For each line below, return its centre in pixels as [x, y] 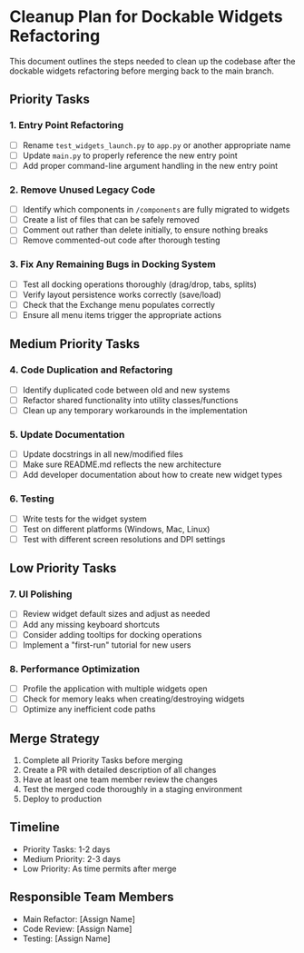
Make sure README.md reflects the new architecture [122, 464]
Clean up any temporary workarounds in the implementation [135, 410]
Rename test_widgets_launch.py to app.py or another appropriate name [157, 145]
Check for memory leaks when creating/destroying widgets [133, 699]
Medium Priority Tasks [75, 344]
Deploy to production [62, 799]
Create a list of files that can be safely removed [111, 220]
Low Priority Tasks [63, 568]
